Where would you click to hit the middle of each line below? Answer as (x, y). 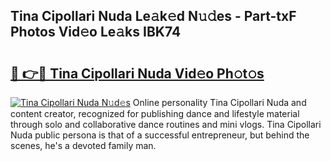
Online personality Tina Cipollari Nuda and (219, 102)
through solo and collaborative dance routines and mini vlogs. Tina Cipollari (166, 124)
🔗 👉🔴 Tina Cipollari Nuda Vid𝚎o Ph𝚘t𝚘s (137, 73)
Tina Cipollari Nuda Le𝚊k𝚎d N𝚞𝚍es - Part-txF (153, 16)
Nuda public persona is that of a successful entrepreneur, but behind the (160, 135)
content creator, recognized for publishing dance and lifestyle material (155, 113)
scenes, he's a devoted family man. (83, 145)
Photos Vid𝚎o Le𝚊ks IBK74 (96, 32)
